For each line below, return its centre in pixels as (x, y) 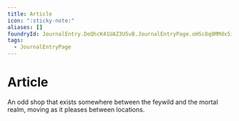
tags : (15, 41)
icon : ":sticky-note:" (41, 21)
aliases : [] (25, 27)
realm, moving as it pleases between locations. (76, 109)
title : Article (30, 14)
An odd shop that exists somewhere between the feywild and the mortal (113, 102)
